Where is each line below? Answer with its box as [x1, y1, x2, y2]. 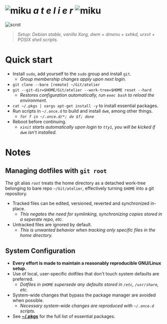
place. [12, 205, 25, 211]
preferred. [12, 276, 33, 282]
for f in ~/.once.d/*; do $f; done [19, 114, 94, 119]
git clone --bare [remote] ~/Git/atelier [12, 82, 100, 87]
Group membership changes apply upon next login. [19, 76, 126, 82]
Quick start [5, 54, 52, 66]
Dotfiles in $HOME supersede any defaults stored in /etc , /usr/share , [19, 281, 159, 287]
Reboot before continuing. [12, 118, 66, 125]
